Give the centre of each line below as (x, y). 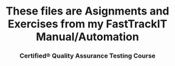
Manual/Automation (87, 37)
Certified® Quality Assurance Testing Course (87, 56)
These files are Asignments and (87, 11)
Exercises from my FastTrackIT (87, 24)
